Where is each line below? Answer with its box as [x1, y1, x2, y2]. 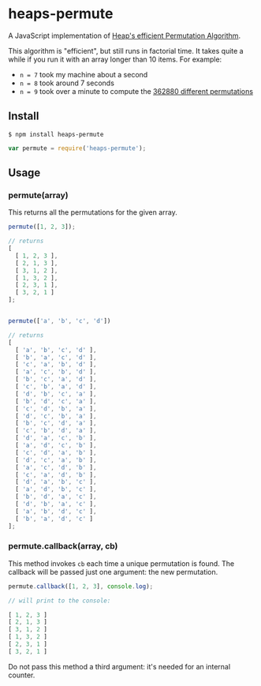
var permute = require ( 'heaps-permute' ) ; [8, 144, 147, 152]
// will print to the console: [8, 597, 111, 605]
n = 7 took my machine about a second [19, 69, 148, 79]
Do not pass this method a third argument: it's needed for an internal [8, 662, 231, 671]
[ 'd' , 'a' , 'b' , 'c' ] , [15, 478, 97, 486]
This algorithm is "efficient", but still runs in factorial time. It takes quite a [8, 46, 244, 55]
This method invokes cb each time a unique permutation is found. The [8, 558, 235, 568]
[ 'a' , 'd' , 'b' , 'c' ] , [15, 485, 97, 493]
